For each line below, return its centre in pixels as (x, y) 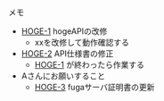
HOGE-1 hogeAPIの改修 (64, 31)
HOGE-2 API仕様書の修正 (67, 54)
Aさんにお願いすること (63, 76)
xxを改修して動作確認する (82, 42)
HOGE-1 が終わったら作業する (89, 65)
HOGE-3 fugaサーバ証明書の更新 (94, 87)
